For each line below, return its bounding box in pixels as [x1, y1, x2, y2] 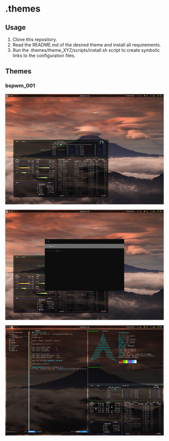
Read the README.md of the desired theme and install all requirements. [12, 42, 161, 48]
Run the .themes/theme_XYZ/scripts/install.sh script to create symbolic [12, 47, 160, 53]
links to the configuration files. [12, 52, 75, 58]
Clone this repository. [12, 36, 57, 42]
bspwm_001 [5, 82, 35, 89]
